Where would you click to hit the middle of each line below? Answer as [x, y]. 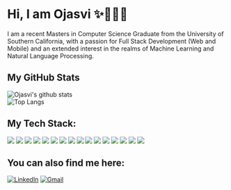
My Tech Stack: [42, 124]
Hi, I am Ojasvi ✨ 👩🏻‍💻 [67, 14]
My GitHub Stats [43, 78]
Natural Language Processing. [50, 55]
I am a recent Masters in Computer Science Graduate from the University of [115, 33]
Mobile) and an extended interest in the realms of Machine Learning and [111, 49]
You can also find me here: [66, 163]
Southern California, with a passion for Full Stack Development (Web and [112, 41]
